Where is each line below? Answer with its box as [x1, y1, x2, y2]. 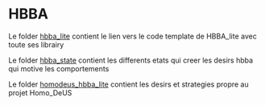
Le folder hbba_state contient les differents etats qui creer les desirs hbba [8, 55, 254, 65]
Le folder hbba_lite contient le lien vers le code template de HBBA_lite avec [8, 31, 258, 41]
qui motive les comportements [8, 63, 110, 73]
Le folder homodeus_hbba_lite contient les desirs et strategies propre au [8, 79, 250, 89]
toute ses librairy [8, 39, 64, 49]
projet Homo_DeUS [8, 87, 72, 97]
